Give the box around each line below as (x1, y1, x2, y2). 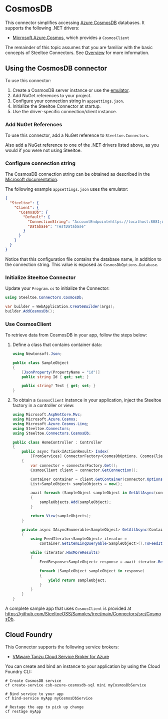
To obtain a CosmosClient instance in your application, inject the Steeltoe (12, 397, 161, 403)
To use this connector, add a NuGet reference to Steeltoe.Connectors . (5, 132, 150, 138)
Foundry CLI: (5, 668, 32, 674)
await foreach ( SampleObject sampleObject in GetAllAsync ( (30, 490, 156, 496)
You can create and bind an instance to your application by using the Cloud (5, 663, 160, 669)
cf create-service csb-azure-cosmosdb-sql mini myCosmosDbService (5, 682, 146, 687)
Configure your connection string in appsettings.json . (12, 98, 124, 104)
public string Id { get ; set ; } (21, 374, 89, 380)
